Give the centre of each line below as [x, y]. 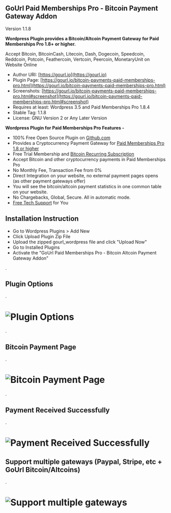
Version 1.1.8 [18, 29]
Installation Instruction [42, 219]
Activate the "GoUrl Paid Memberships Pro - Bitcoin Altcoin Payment [84, 252]
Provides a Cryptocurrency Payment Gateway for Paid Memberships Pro [88, 143]
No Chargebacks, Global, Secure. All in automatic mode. [72, 197]
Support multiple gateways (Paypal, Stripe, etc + [84, 462]
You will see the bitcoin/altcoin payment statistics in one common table [87, 186]
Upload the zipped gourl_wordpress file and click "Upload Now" [80, 242]
